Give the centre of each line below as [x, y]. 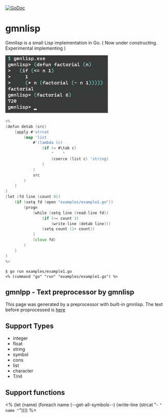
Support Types [29, 326]
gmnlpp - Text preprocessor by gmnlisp [70, 292]
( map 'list [35, 137]
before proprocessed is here [35, 310]
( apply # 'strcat [32, 132]
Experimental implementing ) [36, 48]
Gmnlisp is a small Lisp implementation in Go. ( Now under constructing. [81, 42]
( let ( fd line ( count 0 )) [33, 197]
